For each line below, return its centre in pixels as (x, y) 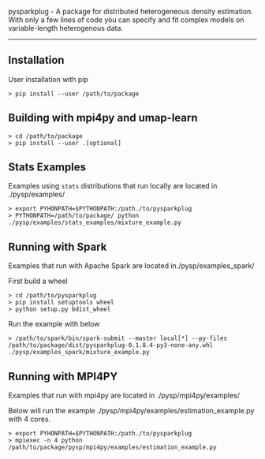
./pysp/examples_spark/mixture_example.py (79, 353)
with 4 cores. (30, 419)
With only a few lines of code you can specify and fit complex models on (126, 20)
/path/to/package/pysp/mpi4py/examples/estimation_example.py (112, 448)
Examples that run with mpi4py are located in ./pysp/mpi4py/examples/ (124, 396)
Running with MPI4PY (63, 377)
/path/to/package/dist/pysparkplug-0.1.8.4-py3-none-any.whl (111, 345)
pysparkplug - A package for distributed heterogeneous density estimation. (131, 11)
